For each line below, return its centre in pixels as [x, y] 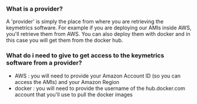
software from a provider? [44, 63]
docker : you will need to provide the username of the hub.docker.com [100, 88]
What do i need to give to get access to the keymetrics [85, 56]
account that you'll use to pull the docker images [74, 94]
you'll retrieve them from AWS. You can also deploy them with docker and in [98, 34]
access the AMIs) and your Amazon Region [67, 82]
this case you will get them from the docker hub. [65, 41]
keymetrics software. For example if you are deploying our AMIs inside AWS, [99, 28]
